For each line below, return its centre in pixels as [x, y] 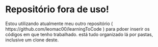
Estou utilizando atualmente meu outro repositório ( [59, 24]
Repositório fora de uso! [57, 9]
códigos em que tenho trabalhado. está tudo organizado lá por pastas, [79, 34]
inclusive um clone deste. [32, 40]
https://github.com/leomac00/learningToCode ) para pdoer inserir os [77, 29]
